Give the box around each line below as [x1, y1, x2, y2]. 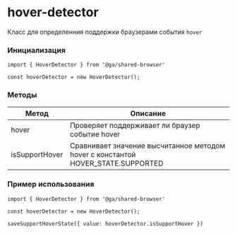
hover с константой [69, 149, 136, 159]
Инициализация [7, 45, 66, 55]
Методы [7, 90, 37, 100]
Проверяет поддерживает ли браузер [69, 120, 200, 130]
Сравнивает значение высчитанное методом [69, 141, 226, 151]
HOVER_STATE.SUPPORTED [69, 158, 164, 168]
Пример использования [7, 180, 95, 189]
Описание [130, 108, 166, 118]
